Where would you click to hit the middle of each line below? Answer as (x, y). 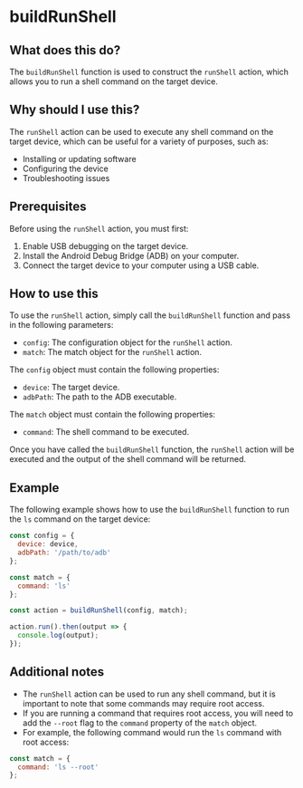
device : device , (48, 544)
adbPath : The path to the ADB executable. (99, 397)
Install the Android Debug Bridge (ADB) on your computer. (131, 255)
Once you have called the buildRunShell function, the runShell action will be (152, 449)
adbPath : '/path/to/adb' (64, 553)
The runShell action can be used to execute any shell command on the (142, 131)
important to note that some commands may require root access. (143, 703)
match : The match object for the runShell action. (112, 352)
